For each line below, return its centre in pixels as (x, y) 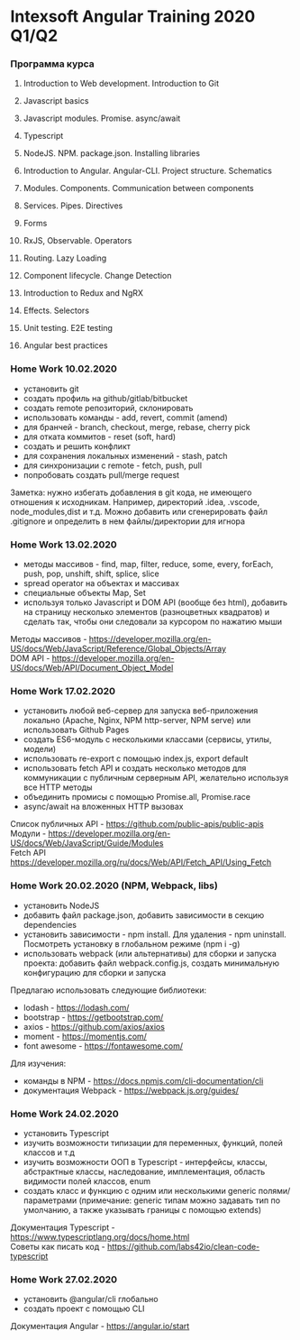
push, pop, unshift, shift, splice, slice (91, 574)
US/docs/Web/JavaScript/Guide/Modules (87, 843)
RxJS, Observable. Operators (77, 241)
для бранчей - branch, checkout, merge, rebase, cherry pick (136, 427)
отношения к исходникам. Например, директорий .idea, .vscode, (135, 501)
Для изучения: (38, 1063)
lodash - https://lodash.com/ (76, 1007)
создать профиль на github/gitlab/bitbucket (105, 398)
